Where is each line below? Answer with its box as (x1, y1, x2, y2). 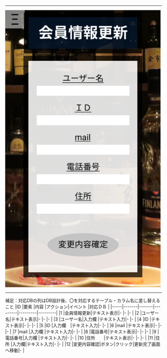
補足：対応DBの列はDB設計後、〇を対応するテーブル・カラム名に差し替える (5, 298, 161, 304)
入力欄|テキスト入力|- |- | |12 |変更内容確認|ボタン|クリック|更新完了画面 (12, 341, 161, 347)
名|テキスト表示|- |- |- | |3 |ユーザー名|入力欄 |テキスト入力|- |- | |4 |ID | (5, 316, 152, 322)
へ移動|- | (5, 348, 25, 354)
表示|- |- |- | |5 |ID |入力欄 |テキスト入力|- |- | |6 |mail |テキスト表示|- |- (13, 323, 162, 329)
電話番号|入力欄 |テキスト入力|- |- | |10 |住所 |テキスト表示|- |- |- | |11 (5, 335, 153, 341)
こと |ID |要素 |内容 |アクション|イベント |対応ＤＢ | (5, 304, 110, 310)
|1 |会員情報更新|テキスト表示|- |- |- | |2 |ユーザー (59, 310, 159, 316)
